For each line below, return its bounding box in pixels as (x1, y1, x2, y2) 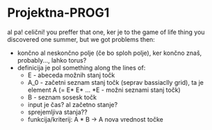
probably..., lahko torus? (17, 56, 87, 64)
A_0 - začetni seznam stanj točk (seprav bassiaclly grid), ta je (27, 78, 204, 86)
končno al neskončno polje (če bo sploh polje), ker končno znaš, (17, 49, 202, 57)
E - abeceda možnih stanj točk (27, 71, 115, 79)
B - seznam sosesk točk (27, 92, 97, 101)
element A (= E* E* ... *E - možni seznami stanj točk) (27, 86, 181, 94)
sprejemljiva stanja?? (27, 108, 88, 116)
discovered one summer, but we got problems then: (7, 35, 155, 43)
